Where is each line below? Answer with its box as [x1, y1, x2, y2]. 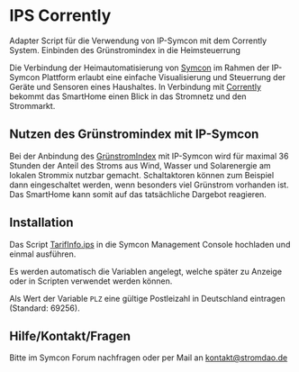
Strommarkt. [9, 100, 56, 111]
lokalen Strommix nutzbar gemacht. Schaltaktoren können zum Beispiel [9, 169, 275, 180]
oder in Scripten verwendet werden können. [9, 276, 173, 286]
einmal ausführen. [9, 249, 77, 259]
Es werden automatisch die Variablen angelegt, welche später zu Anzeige [9, 266, 282, 277]
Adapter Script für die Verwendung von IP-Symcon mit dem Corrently [9, 35, 267, 46]
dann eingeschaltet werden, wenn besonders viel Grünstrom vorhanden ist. [9, 179, 289, 190]
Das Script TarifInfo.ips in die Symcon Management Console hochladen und [9, 239, 291, 250]
